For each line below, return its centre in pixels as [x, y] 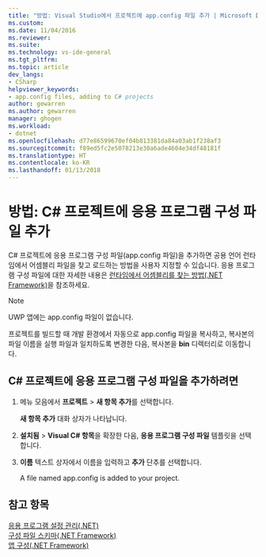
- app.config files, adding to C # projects [81, 97]
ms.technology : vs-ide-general [60, 52]
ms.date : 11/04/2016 [42, 30]
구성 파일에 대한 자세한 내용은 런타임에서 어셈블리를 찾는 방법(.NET [120, 275]
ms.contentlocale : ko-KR [49, 163]
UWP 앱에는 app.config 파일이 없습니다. [71, 317]
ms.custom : [26, 23]
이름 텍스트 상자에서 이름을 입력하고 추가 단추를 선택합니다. [110, 462]
